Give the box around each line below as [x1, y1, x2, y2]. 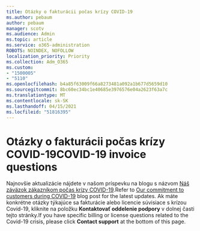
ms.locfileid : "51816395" [6, 109, 71, 115]
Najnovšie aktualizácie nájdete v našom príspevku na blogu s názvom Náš [6, 180, 190, 187]
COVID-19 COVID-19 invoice [6, 147, 147, 161]
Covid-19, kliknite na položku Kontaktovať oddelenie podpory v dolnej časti [6, 205, 195, 212]
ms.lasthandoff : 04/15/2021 [6, 103, 77, 110]
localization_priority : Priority [6, 53, 90, 59]
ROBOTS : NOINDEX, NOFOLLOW [6, 48, 74, 54]
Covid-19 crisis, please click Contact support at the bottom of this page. [6, 218, 186, 225]
